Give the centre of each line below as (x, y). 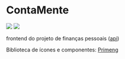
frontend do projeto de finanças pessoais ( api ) (63, 38)
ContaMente (38, 10)
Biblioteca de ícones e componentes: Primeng (62, 50)
